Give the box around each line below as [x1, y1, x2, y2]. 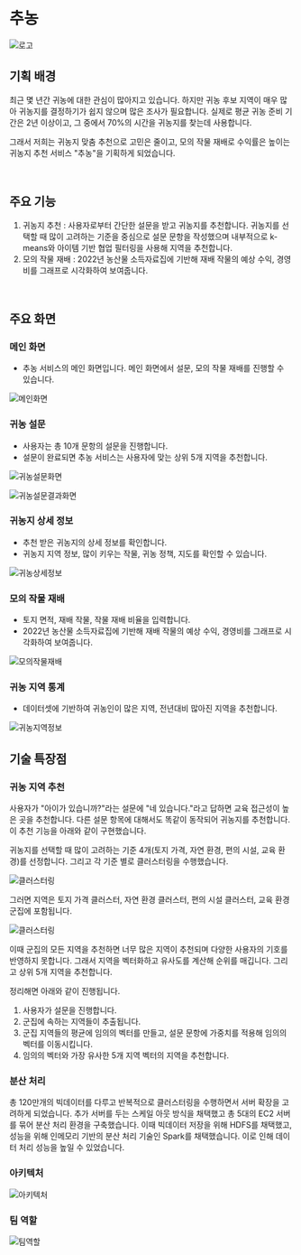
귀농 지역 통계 [9, 681, 66, 693]
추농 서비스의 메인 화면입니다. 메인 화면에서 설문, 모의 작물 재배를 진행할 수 [22, 363, 285, 374]
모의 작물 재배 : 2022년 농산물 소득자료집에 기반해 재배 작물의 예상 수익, [22, 254, 275, 265]
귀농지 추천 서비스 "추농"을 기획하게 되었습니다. [9, 147, 176, 158]
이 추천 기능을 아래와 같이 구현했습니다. [9, 825, 147, 836]
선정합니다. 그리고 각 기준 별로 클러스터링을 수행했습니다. [28, 856, 229, 867]
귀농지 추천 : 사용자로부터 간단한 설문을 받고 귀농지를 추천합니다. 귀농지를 [22, 219, 280, 230]
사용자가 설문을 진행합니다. [22, 1005, 117, 1016]
